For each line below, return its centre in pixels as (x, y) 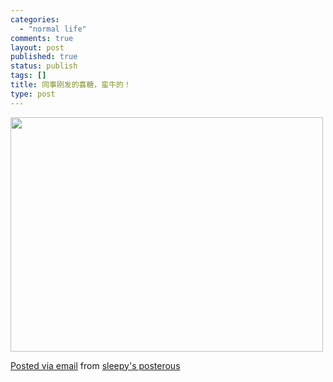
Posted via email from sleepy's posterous (95, 365)
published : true (44, 57)
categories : (35, 19)
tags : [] (28, 76)
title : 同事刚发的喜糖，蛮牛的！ (71, 85)
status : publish (44, 66)
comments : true (42, 38)
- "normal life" (53, 29)
